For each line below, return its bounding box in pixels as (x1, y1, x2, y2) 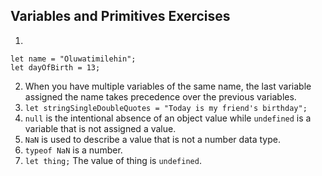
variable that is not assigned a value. (24, 122, 177, 134)
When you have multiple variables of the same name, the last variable (24, 80, 312, 92)
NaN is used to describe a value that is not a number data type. (24, 133, 281, 145)
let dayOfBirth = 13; (10, 62, 101, 73)
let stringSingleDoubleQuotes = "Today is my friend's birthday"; (24, 103, 308, 113)
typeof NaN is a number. (24, 144, 123, 156)
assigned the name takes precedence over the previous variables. (24, 90, 297, 103)
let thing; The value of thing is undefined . (24, 154, 202, 166)
